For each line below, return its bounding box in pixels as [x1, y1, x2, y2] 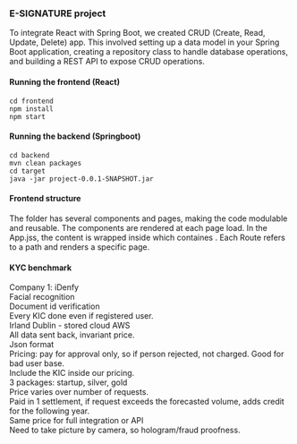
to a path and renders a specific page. [9, 241, 150, 252]
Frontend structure [9, 193, 81, 204]
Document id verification [9, 301, 100, 312]
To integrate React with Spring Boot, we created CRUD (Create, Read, [9, 28, 266, 38]
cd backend [9, 150, 50, 159]
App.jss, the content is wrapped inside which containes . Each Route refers [9, 232, 286, 243]
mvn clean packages [9, 158, 82, 167]
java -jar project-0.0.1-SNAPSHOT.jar [9, 174, 154, 184]
